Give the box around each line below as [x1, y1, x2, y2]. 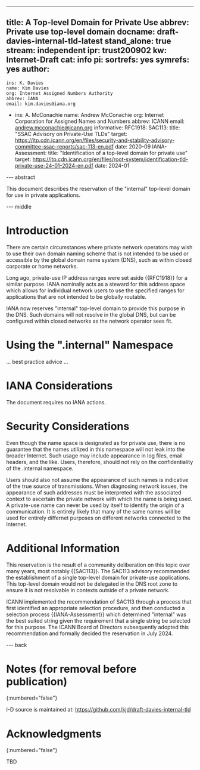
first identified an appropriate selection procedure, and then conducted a [6, 604, 185, 611]
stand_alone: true [104, 36, 171, 47]
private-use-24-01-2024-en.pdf [14, 162, 93, 169]
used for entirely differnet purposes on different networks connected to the [6, 514, 191, 521]
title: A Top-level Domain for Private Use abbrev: [6, 17, 189, 27]
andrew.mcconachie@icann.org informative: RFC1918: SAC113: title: [14, 123, 180, 131]
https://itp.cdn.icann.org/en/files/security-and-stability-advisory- [14, 137, 175, 144]
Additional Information [6, 541, 120, 555]
